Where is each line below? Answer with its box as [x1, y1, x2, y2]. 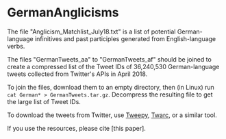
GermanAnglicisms [7, 5, 119, 21]
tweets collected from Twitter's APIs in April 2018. [7, 70, 148, 78]
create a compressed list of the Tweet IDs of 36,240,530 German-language [7, 62, 220, 71]
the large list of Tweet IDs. [7, 97, 81, 105]
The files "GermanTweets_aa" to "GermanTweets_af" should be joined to [7, 55, 212, 63]
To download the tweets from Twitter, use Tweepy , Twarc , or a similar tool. [7, 111, 217, 119]
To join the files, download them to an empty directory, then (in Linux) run [7, 83, 214, 91]
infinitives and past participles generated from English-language [34, 34, 216, 42]
